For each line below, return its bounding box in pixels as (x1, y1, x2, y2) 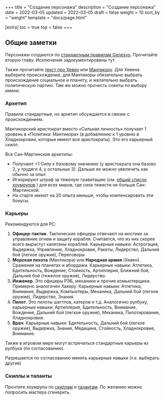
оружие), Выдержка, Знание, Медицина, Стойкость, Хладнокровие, (12, 325, 155, 331)
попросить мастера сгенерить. (5, 389, 71, 395)
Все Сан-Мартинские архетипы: (5, 151, 73, 157)
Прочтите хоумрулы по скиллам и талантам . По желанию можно (5, 384, 142, 390)
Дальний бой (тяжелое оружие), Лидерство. (12, 273, 106, 279)
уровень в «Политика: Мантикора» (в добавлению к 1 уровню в (5, 131, 139, 137)
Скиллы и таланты (5, 373, 52, 380)
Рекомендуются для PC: (5, 221, 57, 227)
